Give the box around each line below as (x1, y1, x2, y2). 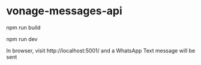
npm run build (6, 24, 41, 31)
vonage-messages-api (6, 4, 123, 18)
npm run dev (6, 35, 38, 42)
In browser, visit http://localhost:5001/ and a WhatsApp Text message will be (6, 47, 196, 54)
